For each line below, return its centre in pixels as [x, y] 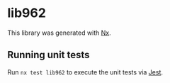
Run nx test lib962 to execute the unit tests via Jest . [85, 72]
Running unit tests [49, 55]
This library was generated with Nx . [59, 33]
